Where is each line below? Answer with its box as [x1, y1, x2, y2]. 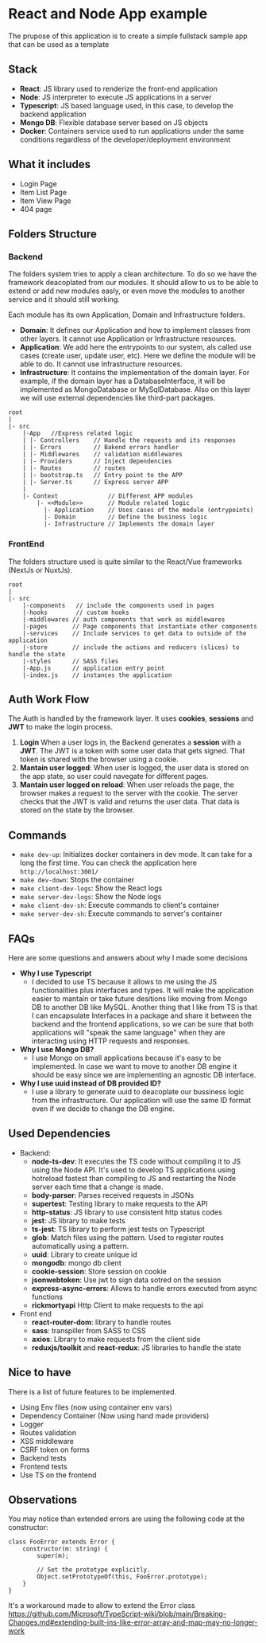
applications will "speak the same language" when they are [31, 1027, 226, 1037]
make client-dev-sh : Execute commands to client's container [19, 901, 220, 910]
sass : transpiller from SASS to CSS [31, 1325, 147, 1335]
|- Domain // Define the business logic [43, 513, 208, 522]
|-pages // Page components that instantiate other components [22, 622, 258, 630]
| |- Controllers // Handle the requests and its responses [22, 436, 237, 444]
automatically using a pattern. [31, 1241, 129, 1250]
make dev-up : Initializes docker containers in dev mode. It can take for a [19, 850, 253, 859]
